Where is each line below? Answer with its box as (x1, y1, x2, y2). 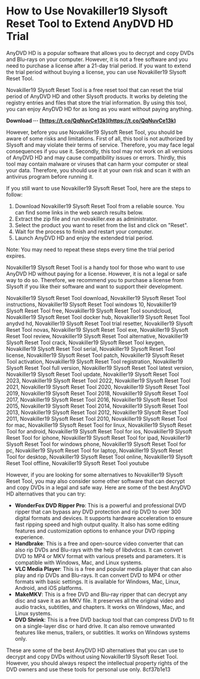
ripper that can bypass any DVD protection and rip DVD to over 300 (14, 508, 181, 515)
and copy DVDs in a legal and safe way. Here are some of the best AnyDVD (6, 484, 191, 491)
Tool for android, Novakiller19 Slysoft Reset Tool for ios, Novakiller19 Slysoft (6, 427, 192, 435)
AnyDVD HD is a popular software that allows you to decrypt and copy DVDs (6, 49, 194, 56)
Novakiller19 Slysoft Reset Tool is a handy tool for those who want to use (6, 264, 185, 271)
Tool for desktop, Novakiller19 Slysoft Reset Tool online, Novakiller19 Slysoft (6, 453, 193, 460)
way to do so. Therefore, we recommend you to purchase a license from (6, 276, 184, 283)
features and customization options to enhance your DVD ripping (14, 527, 175, 534)
